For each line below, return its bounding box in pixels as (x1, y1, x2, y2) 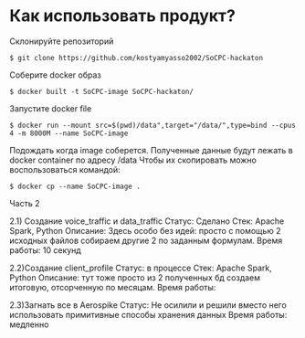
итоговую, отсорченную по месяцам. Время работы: (9, 281, 216, 292)
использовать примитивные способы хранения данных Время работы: (9, 309, 288, 320)
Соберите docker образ (9, 69, 102, 80)
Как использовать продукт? (9, 5, 236, 26)
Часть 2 (9, 197, 40, 208)
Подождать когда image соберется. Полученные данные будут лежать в (9, 144, 294, 155)
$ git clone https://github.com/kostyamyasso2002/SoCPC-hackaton (9, 53, 263, 62)
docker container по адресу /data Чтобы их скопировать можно (9, 154, 258, 165)
